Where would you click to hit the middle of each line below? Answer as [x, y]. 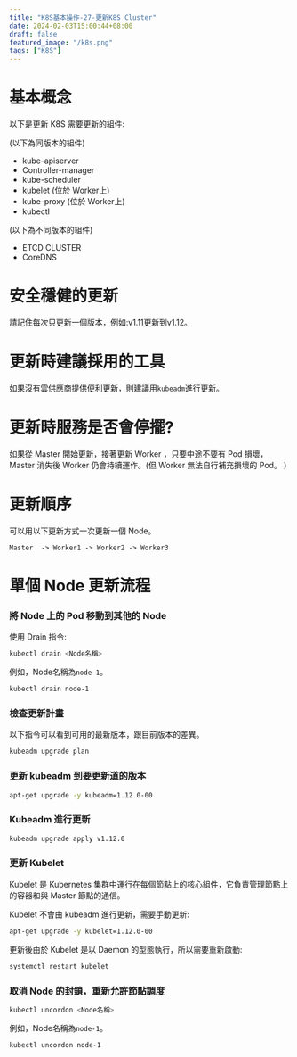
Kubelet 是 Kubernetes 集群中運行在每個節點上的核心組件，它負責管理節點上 [149, 884]
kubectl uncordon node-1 [55, 1045]
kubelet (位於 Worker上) [66, 190]
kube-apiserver [50, 161]
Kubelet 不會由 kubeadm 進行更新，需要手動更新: [99, 914]
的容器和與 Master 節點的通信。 [67, 895]
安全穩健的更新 [64, 296]
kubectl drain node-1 [49, 689]
